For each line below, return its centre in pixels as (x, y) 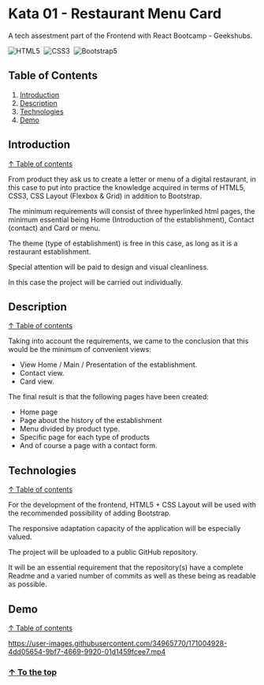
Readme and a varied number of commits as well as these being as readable (132, 576)
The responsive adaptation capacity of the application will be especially (125, 529)
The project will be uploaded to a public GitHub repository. (103, 552)
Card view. (37, 382)
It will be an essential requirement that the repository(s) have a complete (126, 567)
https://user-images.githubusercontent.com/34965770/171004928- (118, 643)
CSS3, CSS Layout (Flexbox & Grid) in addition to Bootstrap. (105, 196)
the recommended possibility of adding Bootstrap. (90, 513)
